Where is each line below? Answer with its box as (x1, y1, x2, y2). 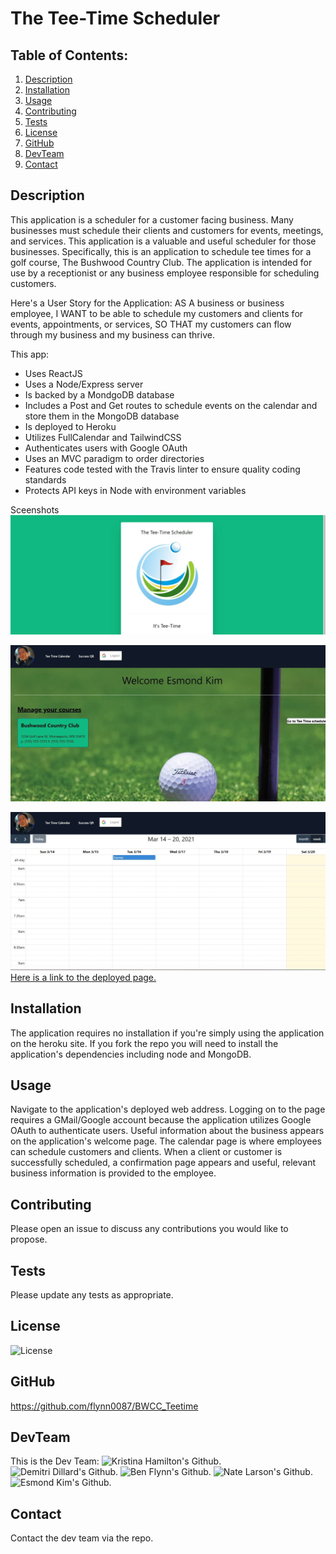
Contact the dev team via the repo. (10, 1532, 154, 1544)
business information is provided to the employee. (10, 1167, 217, 1179)
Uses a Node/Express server (24, 378, 144, 390)
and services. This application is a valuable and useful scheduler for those (10, 235, 317, 247)
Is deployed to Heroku (24, 420, 117, 432)
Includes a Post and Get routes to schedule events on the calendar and (24, 399, 318, 411)
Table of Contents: (10, 47, 129, 64)
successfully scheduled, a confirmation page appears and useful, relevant (10, 1157, 317, 1169)
